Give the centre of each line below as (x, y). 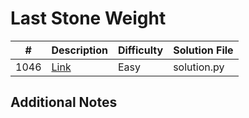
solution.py (199, 67)
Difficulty (140, 50)
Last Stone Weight (88, 18)
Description (79, 50)
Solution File (203, 50)
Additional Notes (64, 102)
